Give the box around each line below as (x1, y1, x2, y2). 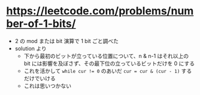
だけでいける (23, 75, 56, 82)
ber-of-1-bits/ (6, 17, 76, 30)
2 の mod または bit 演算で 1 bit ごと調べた (14, 37, 119, 44)
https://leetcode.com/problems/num (6, 4, 194, 18)
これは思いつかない (23, 82, 72, 89)
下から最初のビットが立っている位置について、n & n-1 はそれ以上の (23, 52, 189, 59)
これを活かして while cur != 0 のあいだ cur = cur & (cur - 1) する (23, 67, 192, 74)
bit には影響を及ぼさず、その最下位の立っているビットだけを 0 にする (23, 60, 195, 67)
